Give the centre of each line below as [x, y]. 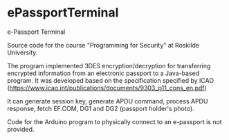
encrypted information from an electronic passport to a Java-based [103, 73]
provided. [21, 129]
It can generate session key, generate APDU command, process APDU [108, 101]
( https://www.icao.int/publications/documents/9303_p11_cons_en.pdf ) [107, 88]
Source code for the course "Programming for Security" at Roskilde [103, 45]
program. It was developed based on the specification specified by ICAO [111, 80]
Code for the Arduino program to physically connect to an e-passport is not [115, 121]
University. [22, 52]
